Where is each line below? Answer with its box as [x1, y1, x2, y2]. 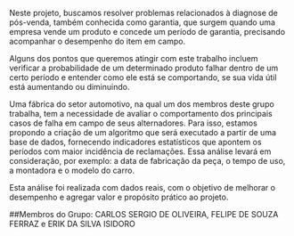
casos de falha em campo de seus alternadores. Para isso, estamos [9, 118, 258, 128]
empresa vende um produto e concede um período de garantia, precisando [9, 27, 286, 37]
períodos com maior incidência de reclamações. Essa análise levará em [9, 146, 272, 157]
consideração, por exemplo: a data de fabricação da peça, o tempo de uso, [9, 156, 286, 166]
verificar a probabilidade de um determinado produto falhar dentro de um [9, 62, 279, 73]
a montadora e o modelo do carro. [9, 165, 135, 175]
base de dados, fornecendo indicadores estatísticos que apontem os [9, 137, 262, 147]
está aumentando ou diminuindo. [9, 82, 130, 92]
